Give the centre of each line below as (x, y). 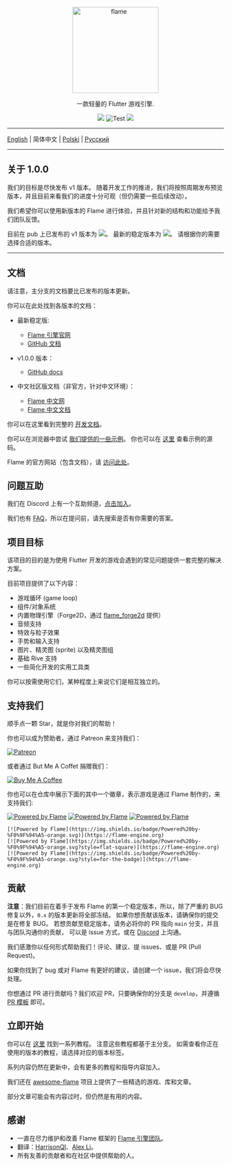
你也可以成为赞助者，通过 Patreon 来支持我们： (74, 738)
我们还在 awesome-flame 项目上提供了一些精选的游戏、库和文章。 (101, 1081)
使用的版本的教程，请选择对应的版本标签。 (67, 1052)
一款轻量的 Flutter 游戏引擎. (115, 104)
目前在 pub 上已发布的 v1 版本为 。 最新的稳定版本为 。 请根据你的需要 (113, 234)
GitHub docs (45, 372)
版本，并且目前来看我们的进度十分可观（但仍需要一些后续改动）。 (99, 196)
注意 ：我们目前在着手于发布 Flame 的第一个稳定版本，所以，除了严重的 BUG (115, 906)
